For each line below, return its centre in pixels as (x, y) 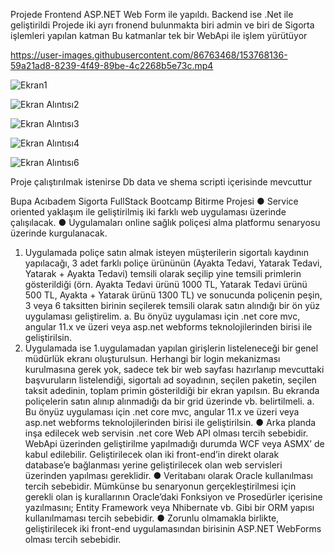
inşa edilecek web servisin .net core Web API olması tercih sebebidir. (166, 433)
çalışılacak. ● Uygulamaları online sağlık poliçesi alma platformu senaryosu (165, 222)
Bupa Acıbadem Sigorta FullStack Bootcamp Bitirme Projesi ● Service (154, 201)
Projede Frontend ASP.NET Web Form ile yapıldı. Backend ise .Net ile (152, 14)
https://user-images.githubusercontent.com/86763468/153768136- (149, 55)
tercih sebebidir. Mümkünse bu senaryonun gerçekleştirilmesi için (160, 486)
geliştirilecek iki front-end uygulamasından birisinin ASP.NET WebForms (173, 528)
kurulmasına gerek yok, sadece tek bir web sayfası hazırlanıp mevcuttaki (174, 369)
